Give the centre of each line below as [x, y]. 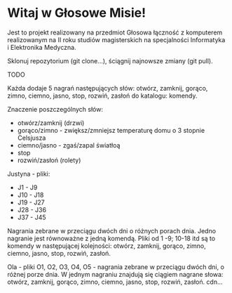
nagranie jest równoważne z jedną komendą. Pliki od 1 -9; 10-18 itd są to [111, 238]
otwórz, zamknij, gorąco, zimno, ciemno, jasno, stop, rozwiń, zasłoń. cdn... [115, 282]
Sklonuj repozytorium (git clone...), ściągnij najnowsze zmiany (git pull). [110, 60]
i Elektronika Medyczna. [42, 47]
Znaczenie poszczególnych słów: [55, 109]
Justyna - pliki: [29, 174]
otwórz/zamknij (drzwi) [51, 123]
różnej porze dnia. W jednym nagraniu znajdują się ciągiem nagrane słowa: [115, 274]
